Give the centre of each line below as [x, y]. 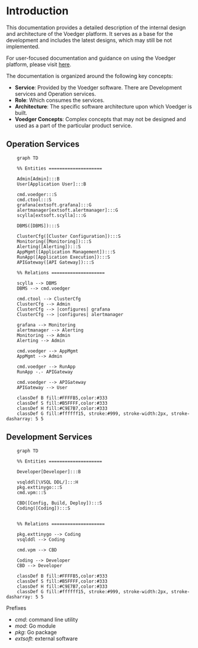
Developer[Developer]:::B [49, 472]
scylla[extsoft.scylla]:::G [51, 215]
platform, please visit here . [39, 64]
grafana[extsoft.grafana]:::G [54, 205]
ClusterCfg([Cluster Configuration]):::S [69, 236]
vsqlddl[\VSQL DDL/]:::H [48, 482]
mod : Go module [35, 626]
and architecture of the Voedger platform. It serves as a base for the [90, 33]
